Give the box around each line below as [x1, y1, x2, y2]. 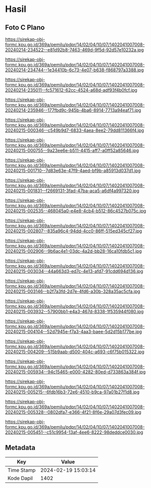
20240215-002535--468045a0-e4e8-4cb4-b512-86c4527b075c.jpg [5, 208, 147, 214]
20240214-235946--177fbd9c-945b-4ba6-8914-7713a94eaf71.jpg [5, 108, 142, 113]
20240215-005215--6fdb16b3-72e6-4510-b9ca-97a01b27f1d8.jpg [5, 389, 140, 395]
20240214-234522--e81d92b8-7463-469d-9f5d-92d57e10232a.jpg [5, 47, 144, 53]
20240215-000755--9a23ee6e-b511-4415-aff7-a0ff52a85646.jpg [5, 148, 139, 153]
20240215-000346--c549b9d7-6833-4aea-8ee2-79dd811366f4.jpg [5, 127, 144, 133]
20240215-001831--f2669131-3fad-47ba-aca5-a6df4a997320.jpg [5, 188, 140, 194]
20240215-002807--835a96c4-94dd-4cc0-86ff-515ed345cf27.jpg [5, 228, 142, 234]
